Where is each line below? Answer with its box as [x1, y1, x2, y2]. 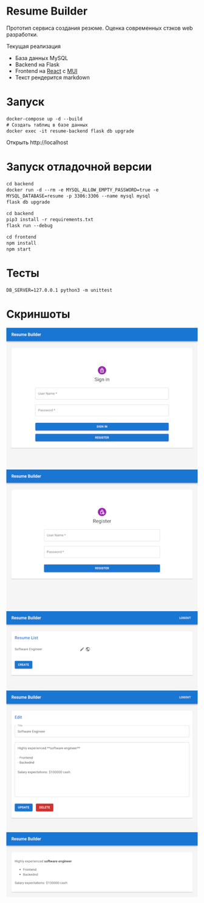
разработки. [6, 30, 38, 38]
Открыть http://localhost [6, 139, 69, 146]
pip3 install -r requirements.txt [6, 216, 94, 222]
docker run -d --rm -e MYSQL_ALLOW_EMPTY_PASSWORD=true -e [6, 187, 159, 193]
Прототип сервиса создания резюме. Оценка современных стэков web [6, 24, 193, 32]
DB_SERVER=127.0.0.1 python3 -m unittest [6, 287, 113, 293]
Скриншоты [6, 307, 70, 321]
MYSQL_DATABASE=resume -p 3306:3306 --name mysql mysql [6, 193, 151, 199]
